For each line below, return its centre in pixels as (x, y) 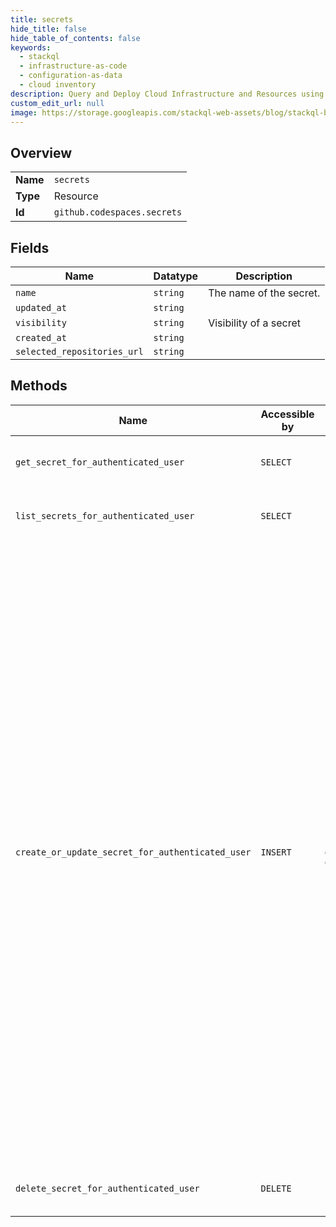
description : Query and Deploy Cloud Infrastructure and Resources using (167, 94)
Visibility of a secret (254, 323)
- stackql (39, 57)
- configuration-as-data (71, 76)
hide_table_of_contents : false (75, 38)
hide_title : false (48, 29)
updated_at (41, 307)
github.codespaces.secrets (118, 212)
